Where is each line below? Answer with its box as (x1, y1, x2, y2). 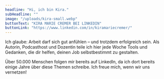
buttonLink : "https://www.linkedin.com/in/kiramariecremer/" (5, 26, 133, 30)
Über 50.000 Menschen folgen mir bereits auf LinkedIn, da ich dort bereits (5, 59, 155, 65)
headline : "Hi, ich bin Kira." (5, 7, 69, 12)
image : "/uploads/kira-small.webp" (5, 16, 78, 21)
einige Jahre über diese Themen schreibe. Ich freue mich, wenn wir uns (5, 64, 150, 70)
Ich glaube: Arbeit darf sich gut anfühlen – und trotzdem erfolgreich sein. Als (5, 39, 160, 45)
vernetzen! (5, 69, 27, 75)
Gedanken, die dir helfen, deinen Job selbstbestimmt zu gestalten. (5, 50, 139, 55)
